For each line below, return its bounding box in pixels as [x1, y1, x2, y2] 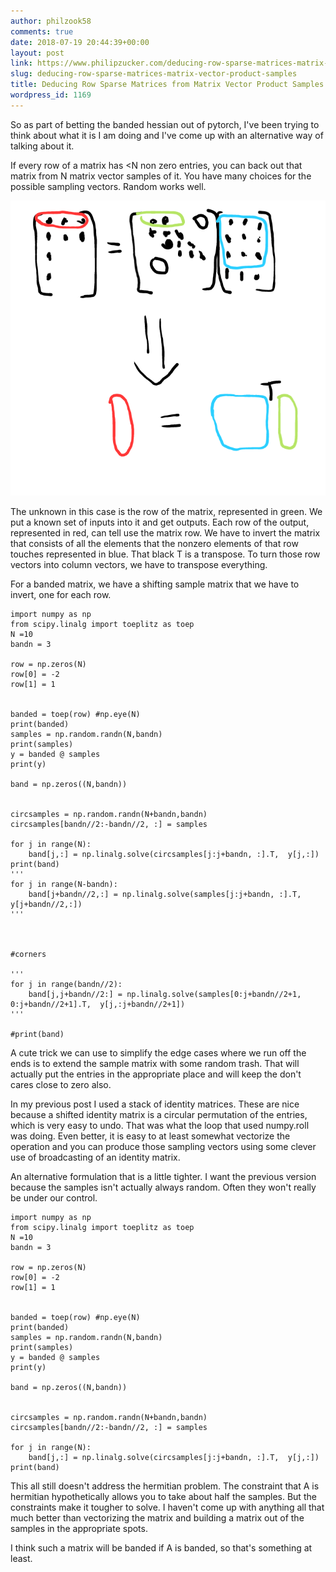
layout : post [10, 48, 65, 58]
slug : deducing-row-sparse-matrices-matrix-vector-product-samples [10, 69, 298, 79]
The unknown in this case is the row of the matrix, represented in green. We [10, 506, 323, 518]
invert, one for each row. [10, 589, 112, 601]
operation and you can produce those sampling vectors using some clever [10, 1141, 317, 1153]
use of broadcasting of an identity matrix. [10, 1151, 181, 1164]
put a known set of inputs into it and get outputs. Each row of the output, [10, 516, 310, 529]
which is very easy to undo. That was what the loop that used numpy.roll [10, 1120, 310, 1132]
